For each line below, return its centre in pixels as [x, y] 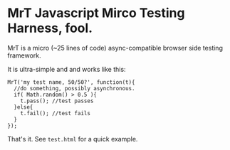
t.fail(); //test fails [56, 113]
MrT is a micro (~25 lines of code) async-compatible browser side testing [115, 48]
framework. [24, 55]
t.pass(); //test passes [57, 101]
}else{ [23, 107]
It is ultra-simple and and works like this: [67, 69]
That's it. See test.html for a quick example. [73, 139]
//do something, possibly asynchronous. [74, 88]
